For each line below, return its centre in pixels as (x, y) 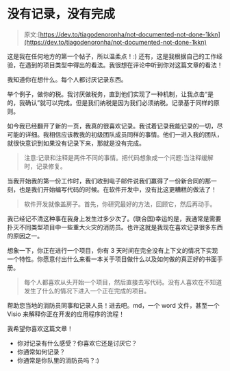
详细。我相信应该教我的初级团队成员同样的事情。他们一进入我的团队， (124, 134)
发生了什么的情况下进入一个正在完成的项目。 (87, 291)
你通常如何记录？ (41, 352)
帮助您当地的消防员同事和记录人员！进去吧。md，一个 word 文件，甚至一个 (113, 305)
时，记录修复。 (45, 166)
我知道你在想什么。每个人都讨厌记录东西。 (67, 79)
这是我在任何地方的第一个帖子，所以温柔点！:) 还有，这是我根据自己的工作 (112, 56)
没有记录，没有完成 (61, 14)
